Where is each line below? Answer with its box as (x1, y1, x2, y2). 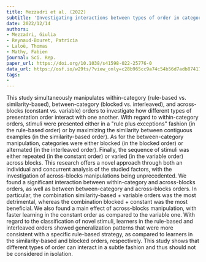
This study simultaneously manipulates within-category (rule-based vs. (6, 94, 186, 102)
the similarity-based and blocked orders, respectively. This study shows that (6, 237, 199, 245)
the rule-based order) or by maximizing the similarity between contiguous (6, 127, 193, 134)
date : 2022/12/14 (6, 20, 51, 26)
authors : (6, 26, 29, 32)
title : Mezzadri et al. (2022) (6, 9, 86, 15)
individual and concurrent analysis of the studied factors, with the (6, 166, 172, 173)
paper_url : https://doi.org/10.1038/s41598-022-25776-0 (6, 60, 152, 66)
